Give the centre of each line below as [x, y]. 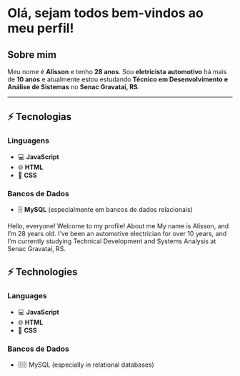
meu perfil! [41, 28]
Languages [27, 296]
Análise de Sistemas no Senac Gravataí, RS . [74, 87]
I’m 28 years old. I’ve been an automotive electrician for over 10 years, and [117, 233]
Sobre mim [32, 55]
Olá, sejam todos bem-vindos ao [105, 13]
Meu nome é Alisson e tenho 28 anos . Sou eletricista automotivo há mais [117, 72]
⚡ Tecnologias [40, 117]
